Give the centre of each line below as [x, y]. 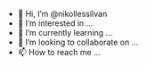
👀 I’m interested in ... [55, 23]
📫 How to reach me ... [59, 52]
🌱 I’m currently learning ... [65, 33]
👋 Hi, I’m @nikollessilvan [62, 14]
